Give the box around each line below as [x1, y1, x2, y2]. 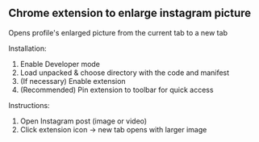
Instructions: [8, 100, 50, 110]
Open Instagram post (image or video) [19, 116, 148, 126]
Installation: [8, 44, 47, 53]
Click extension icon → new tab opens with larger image [19, 124, 207, 134]
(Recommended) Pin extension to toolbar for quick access [19, 85, 214, 94]
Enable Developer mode [19, 59, 101, 69]
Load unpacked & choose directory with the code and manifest [19, 68, 230, 77]
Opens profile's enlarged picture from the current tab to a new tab [8, 27, 228, 37]
